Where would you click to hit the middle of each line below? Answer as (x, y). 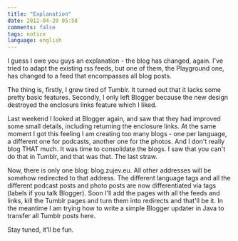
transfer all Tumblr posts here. (52, 216)
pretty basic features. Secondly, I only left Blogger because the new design (118, 98)
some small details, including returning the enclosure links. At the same (112, 126)
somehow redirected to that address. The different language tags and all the (119, 178)
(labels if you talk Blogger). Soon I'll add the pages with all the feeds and (114, 193)
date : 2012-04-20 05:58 (43, 21)
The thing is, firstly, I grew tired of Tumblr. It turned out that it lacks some (114, 90)
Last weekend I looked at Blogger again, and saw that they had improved (114, 119)
